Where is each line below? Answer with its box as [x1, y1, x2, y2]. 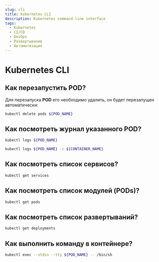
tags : [5, 20, 16, 26]
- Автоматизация [9, 43, 42, 48]
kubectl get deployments [5, 226, 56, 231]
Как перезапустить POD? [5, 84, 86, 92]
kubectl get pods [5, 200, 40, 204]
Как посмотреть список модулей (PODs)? [5, 186, 140, 195]
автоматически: [5, 102, 39, 108]
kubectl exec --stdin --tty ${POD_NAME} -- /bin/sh [5, 252, 112, 257]
